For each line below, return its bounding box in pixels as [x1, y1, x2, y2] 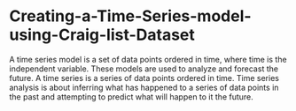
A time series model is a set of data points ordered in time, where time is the [9, 54, 287, 64]
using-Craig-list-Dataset [9, 25, 195, 45]
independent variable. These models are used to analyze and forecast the [9, 63, 279, 74]
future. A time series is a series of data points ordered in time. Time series [9, 72, 279, 83]
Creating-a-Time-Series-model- [9, 6, 252, 26]
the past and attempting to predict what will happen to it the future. [9, 91, 254, 102]
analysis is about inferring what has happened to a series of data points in [9, 82, 279, 92]
